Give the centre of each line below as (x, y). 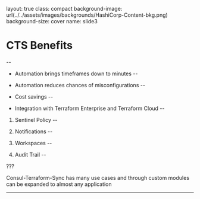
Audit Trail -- (30, 154)
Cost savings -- (34, 97)
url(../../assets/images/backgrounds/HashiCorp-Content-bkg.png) (87, 15)
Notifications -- (34, 131)
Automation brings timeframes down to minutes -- (76, 74)
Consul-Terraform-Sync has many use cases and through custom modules (98, 177)
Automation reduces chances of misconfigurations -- (80, 85)
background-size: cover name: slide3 (52, 21)
